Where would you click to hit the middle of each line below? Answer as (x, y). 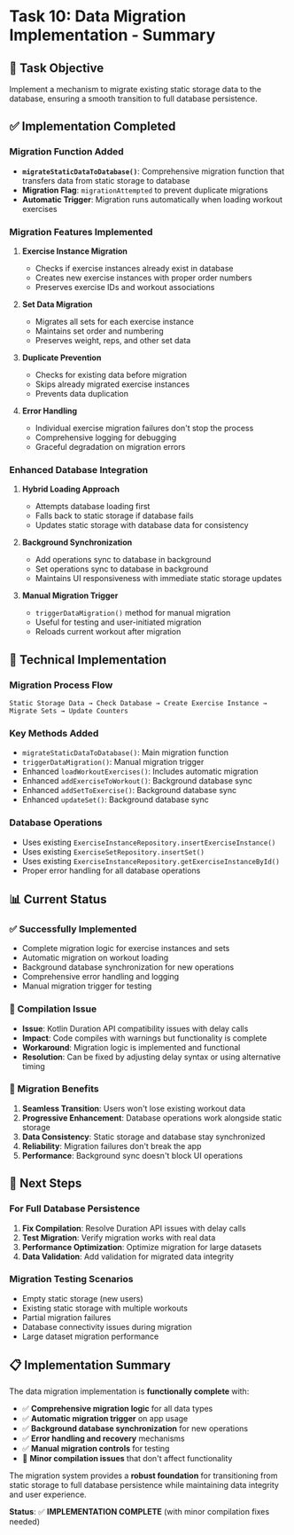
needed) (25, 1521)
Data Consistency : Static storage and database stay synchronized (143, 1137)
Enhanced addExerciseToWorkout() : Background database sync (137, 781)
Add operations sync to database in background (123, 560)
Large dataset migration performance (90, 1336)
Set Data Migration (57, 304)
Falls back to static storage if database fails (114, 516)
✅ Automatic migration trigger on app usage (105, 1418)
